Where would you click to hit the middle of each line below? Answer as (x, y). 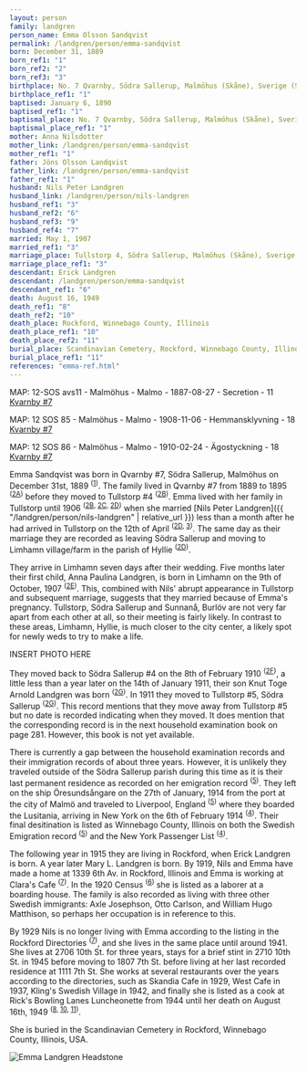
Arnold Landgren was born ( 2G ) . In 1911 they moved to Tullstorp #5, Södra (147, 693)
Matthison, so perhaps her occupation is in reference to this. (123, 913)
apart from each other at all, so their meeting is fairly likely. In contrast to (146, 617)
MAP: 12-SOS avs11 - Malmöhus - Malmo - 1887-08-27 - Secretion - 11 (142, 392)
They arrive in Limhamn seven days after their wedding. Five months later (147, 567)
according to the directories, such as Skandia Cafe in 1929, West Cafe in (145, 982)
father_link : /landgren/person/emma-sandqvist (99, 171)
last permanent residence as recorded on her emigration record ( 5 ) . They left (153, 782)
